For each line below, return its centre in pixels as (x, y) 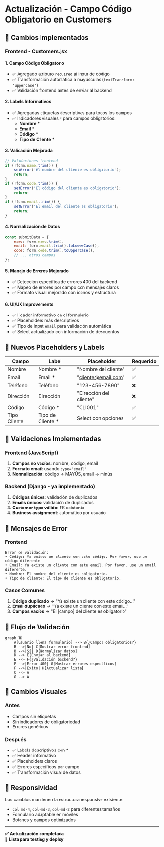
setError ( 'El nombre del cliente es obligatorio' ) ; (67, 170)
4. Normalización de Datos (32, 227)
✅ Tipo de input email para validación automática (61, 326)
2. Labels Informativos (28, 102)
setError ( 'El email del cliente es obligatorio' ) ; (66, 206)
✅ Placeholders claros (34, 761)
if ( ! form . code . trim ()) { (31, 184)
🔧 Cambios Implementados (47, 37)
